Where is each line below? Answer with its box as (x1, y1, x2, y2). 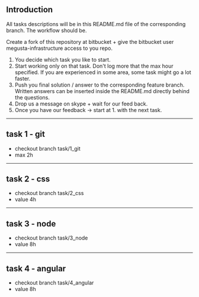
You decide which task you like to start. (14, 56, 111, 63)
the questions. (14, 94, 50, 101)
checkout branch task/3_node (14, 234, 88, 242)
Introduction (6, 5, 53, 15)
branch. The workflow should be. (6, 27, 87, 34)
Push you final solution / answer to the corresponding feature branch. (14, 81, 185, 88)
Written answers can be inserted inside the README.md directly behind (14, 87, 190, 94)
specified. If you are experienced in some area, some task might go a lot (14, 68, 191, 76)
